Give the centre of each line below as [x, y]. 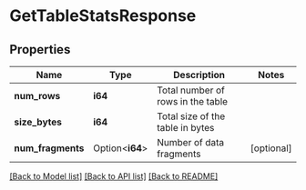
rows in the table [192, 101]
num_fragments [49, 148]
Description [199, 75]
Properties [40, 50]
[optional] [271, 148]
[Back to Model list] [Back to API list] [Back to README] [114, 176]
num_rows [37, 96]
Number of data [190, 142]
